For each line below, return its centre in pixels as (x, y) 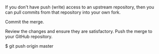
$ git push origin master (29, 46)
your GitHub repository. (29, 37)
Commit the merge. (25, 22)
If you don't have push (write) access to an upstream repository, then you (79, 7)
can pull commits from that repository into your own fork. (63, 12)
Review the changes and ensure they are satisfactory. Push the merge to (79, 31)
